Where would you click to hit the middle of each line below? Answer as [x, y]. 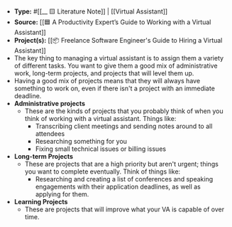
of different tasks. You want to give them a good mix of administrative [116, 65]
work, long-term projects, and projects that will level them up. [104, 73]
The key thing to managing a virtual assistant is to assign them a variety [119, 58]
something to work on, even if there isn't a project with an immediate [114, 88]
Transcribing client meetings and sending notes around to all [124, 126]
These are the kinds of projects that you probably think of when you [124, 111]
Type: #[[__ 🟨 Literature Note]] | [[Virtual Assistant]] [91, 11]
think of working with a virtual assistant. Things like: [100, 118]
